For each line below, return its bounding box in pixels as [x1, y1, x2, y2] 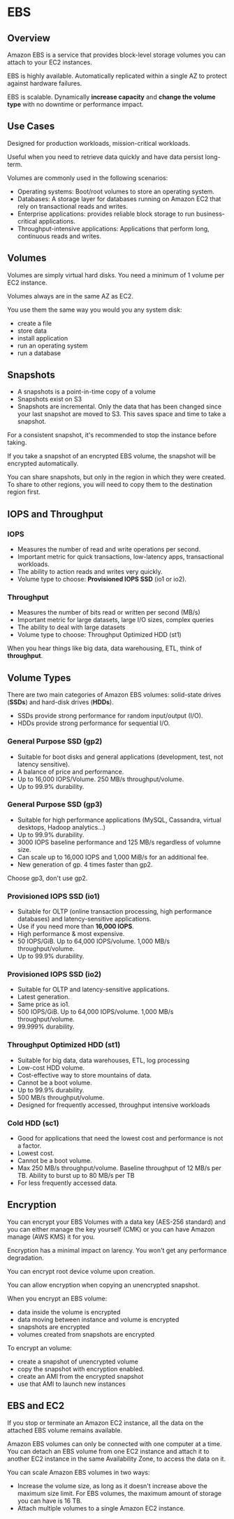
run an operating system [17, 341, 89, 350]
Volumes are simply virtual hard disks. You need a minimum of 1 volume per [7, 270, 225, 279]
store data [17, 327, 47, 335]
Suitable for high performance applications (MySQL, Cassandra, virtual [17, 816, 221, 824]
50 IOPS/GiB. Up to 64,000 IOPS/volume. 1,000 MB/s [17, 937, 170, 946]
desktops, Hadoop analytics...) [17, 823, 106, 831]
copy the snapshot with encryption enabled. [17, 1364, 145, 1373]
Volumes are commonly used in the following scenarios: [7, 173, 168, 182]
